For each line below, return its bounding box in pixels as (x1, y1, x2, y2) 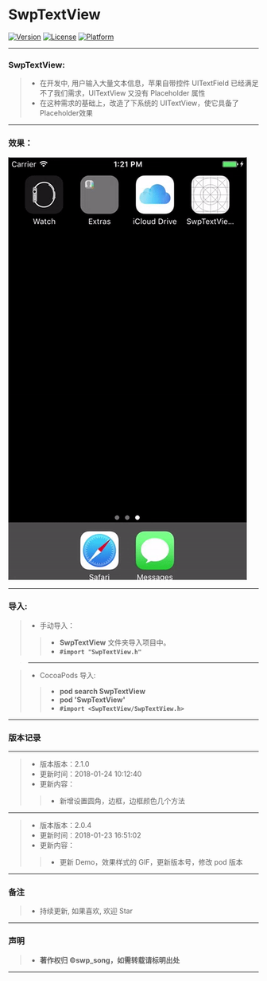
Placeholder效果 (39, 108, 94, 118)
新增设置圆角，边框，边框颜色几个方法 (59, 796, 185, 806)
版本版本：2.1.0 (39, 759, 90, 769)
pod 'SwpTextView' (59, 695, 126, 704)
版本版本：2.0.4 (39, 821, 92, 830)
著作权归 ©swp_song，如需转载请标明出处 (39, 955, 180, 965)
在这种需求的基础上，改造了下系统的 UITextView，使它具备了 (39, 98, 240, 108)
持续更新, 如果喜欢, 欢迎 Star (39, 906, 133, 916)
